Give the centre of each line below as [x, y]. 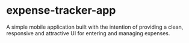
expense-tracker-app [61, 10]
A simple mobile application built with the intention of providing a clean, [95, 27]
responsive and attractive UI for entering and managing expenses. [88, 33]
